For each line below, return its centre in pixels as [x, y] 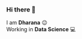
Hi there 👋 [21, 10]
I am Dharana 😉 [27, 23]
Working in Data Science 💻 [41, 29]
